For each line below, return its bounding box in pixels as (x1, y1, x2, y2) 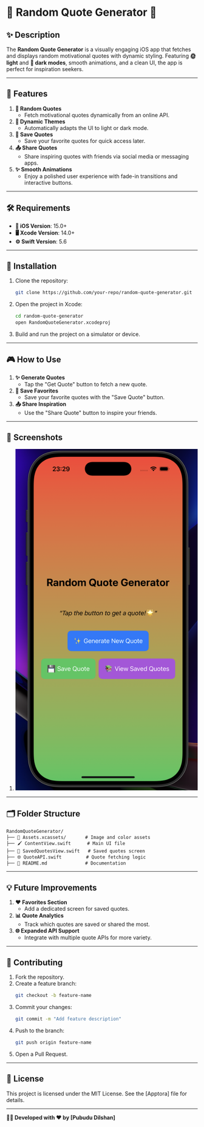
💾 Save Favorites (15, 387, 59, 394)
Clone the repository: (15, 277, 69, 284)
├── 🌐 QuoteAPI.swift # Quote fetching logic (6, 854, 146, 860)
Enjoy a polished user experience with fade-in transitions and (24, 173, 178, 180)
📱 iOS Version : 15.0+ (15, 222, 67, 230)
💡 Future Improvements (6, 882, 97, 892)
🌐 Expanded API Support (15, 927, 80, 934)
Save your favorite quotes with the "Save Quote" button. (24, 393, 165, 400)
